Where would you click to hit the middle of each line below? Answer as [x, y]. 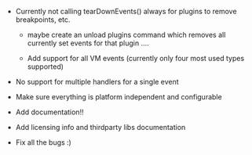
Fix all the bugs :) [44, 142]
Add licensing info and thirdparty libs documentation [100, 127]
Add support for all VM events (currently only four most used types [136, 58]
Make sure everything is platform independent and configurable [119, 97]
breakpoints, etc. [43, 20]
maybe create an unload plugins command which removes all [126, 35]
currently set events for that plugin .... [88, 43]
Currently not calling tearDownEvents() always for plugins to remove [126, 11]
